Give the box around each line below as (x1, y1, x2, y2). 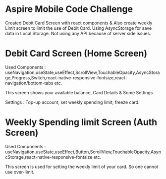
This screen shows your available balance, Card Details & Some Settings (5, 89, 153, 95)
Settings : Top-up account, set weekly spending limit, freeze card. (5, 99, 140, 105)
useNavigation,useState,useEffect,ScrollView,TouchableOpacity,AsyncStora (5, 69, 160, 75)
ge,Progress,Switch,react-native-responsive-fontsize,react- (5, 74, 127, 80)
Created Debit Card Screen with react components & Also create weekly (5, 20, 153, 26)
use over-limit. (5, 169, 35, 175)
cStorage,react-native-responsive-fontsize (5, 154, 93, 160)
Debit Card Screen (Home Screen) (5, 48, 148, 59)
